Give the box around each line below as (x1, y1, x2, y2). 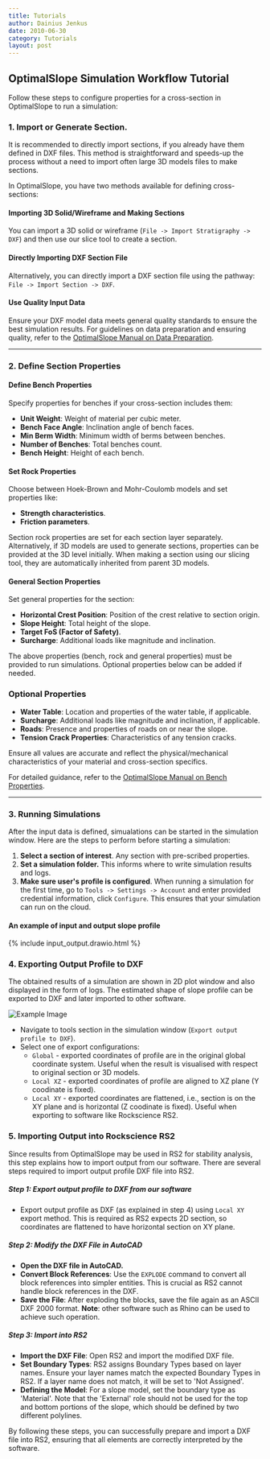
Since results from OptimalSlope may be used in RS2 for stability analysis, (8, 1148, 253, 1159)
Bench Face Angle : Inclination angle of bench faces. (19, 422, 194, 431)
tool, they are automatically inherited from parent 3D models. (8, 558, 211, 568)
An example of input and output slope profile (8, 921, 161, 930)
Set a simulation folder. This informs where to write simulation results (19, 859, 252, 869)
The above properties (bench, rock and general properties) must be (8, 651, 233, 661)
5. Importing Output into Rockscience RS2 (8, 1131, 175, 1142)
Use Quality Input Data (8, 298, 86, 307)
